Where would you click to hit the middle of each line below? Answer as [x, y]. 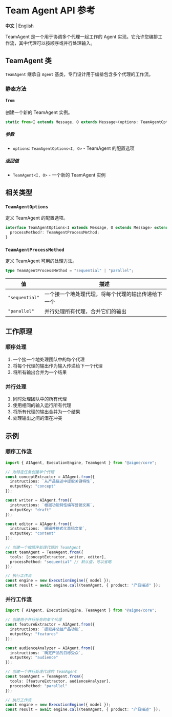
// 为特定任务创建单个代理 [30, 472]
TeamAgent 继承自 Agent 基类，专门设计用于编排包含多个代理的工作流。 [79, 74]
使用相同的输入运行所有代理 [42, 405]
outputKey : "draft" [31, 510]
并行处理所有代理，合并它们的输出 [85, 312]
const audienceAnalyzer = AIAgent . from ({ [50, 648]
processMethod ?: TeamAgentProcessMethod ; [55, 232]
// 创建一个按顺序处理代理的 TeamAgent [43, 548]
